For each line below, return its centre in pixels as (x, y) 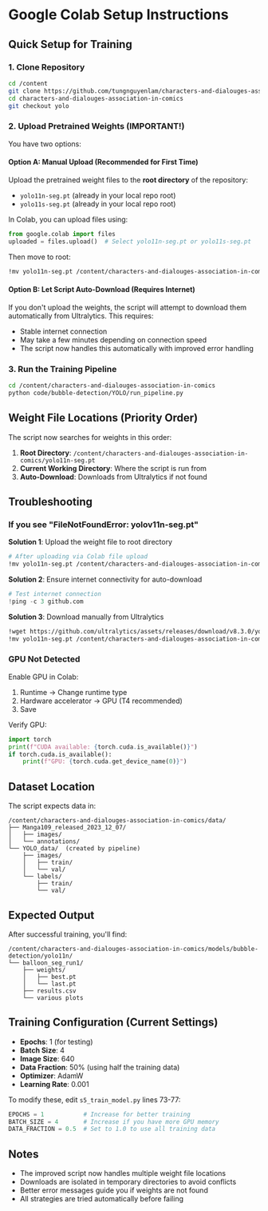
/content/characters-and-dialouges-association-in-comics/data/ (117, 821)
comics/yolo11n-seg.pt (57, 460)
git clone (25, 91)
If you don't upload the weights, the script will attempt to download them (128, 307)
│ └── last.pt (50, 984)
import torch (30, 739)
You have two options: (45, 144)
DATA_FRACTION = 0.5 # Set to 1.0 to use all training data (112, 1129)
